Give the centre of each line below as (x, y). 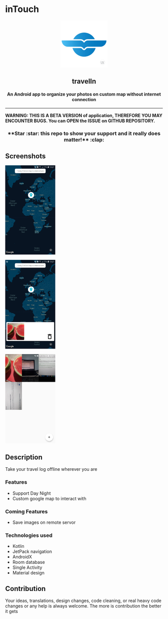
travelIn (84, 81)
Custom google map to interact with (49, 498)
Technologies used (29, 535)
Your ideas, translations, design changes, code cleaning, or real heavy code (83, 601)
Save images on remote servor (44, 522)
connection (84, 99)
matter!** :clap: (84, 140)
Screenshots (25, 156)
